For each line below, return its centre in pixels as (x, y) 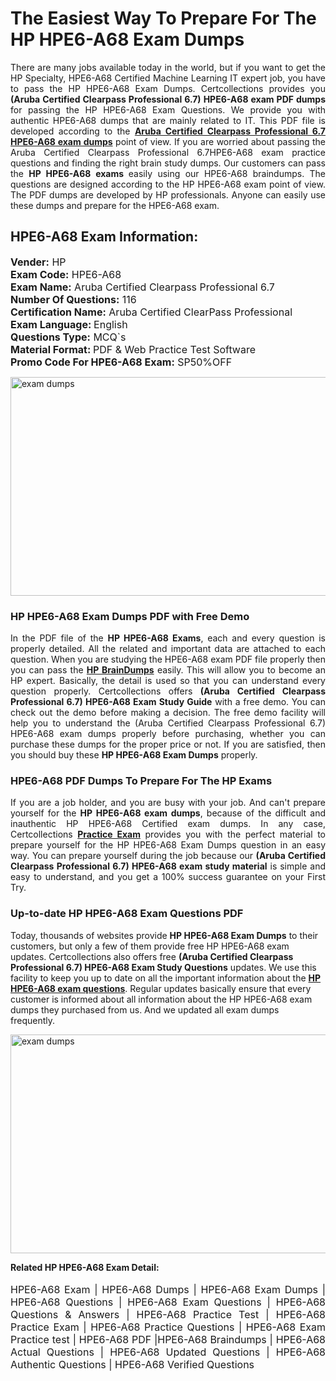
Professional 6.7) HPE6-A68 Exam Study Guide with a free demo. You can (168, 702)
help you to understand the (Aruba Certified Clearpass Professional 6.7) (168, 723)
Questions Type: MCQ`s (68, 337)
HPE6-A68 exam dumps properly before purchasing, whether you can (168, 734)
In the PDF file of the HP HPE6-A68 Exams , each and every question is (168, 638)
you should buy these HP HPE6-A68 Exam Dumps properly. (134, 755)
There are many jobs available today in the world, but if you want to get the (168, 67)
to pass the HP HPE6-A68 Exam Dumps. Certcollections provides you (168, 88)
